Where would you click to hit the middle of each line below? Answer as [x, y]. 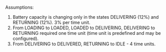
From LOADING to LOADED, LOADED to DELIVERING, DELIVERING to [84, 28]
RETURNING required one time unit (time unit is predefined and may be [87, 33]
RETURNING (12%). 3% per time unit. [51, 22]
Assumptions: [19, 7]
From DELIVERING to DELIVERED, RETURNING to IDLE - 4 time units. [84, 44]
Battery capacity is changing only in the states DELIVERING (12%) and [86, 17]
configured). [26, 38]
